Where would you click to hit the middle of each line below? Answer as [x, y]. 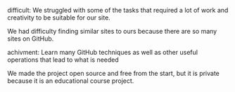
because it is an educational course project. [71, 81]
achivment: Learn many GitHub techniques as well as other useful [103, 52]
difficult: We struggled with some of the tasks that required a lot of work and [118, 10]
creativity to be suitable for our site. [59, 18]
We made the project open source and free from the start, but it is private [114, 73]
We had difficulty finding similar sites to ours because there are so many [112, 31]
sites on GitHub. [31, 39]
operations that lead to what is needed [63, 60]
